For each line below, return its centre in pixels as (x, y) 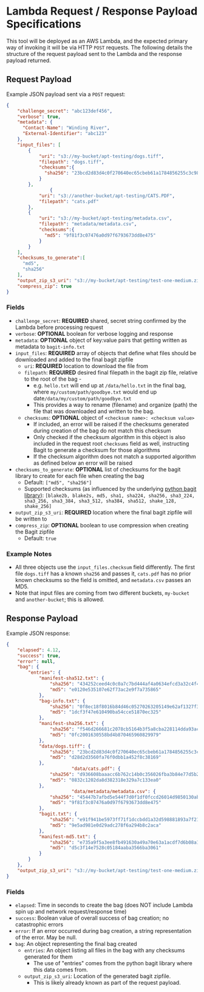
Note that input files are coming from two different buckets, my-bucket (102, 593)
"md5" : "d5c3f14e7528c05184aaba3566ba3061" (106, 848)
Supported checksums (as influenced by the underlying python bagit (110, 488)
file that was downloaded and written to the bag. (94, 411)
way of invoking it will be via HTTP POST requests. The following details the (99, 47)
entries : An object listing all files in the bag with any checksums (104, 950)
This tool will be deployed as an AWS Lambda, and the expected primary (97, 41)
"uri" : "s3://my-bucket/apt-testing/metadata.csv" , (105, 218)
